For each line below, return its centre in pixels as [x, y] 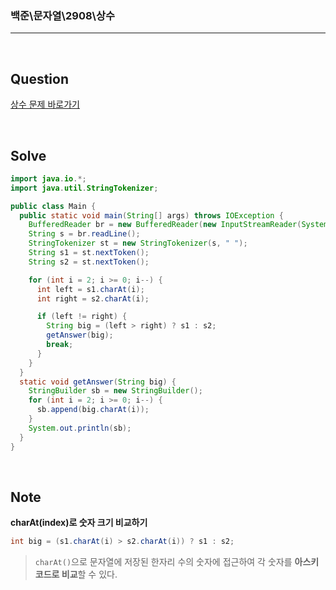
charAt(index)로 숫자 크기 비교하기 [79, 523]
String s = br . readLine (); [84, 234]
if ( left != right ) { [82, 317]
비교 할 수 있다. [89, 574]
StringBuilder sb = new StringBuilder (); [115, 391]
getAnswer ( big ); [80, 335]
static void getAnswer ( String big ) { [98, 382]
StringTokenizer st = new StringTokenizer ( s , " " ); [138, 243]
